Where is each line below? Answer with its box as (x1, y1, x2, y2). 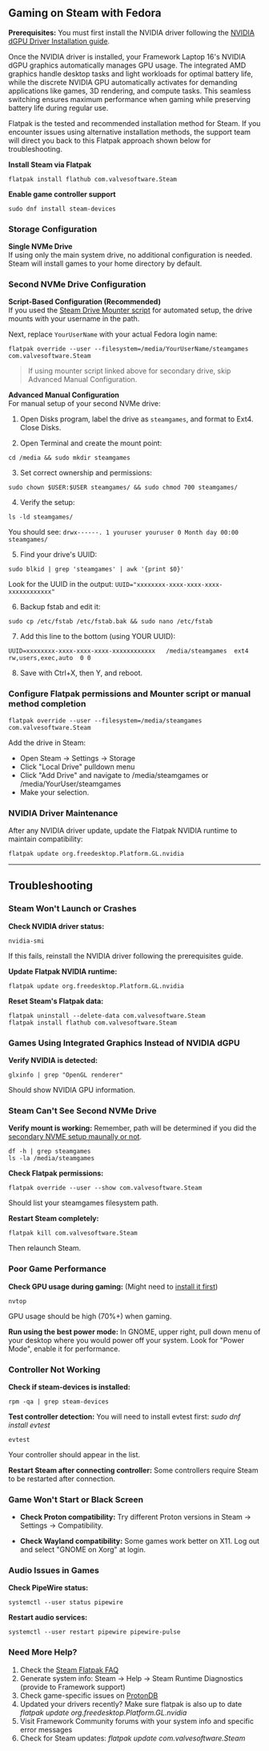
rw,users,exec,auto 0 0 (8, 654, 91, 662)
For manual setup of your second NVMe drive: (8, 399, 161, 409)
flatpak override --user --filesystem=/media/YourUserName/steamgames (8, 345, 249, 353)
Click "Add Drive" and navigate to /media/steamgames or (19, 770, 209, 780)
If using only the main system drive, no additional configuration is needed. (8, 250, 253, 260)
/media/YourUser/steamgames (19, 779, 122, 788)
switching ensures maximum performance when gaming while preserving (8, 94, 251, 104)
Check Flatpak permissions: (8, 1168, 104, 1179)
